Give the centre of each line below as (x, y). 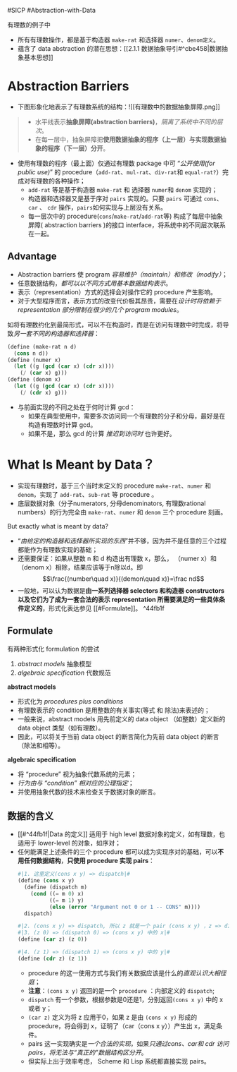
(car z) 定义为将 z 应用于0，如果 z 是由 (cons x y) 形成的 (113, 1017)
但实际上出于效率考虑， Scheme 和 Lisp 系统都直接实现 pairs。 (119, 1061)
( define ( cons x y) (46, 881)
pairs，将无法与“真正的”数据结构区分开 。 (88, 1052)
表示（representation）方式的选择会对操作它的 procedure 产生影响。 (117, 291)
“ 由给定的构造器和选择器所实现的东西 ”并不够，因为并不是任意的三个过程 (122, 541)
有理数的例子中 (29, 25)
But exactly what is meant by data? (58, 526)
